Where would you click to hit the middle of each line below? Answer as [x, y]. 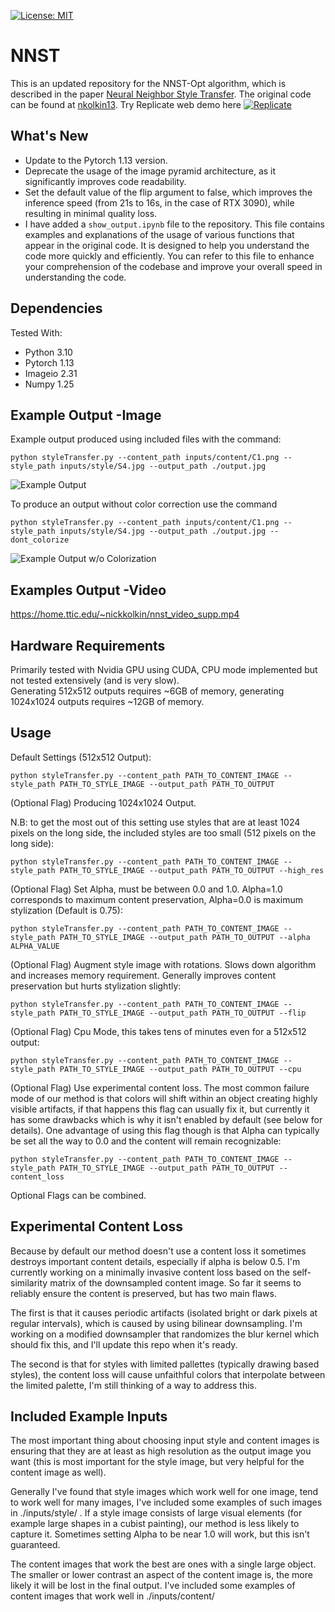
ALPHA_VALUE [35, 946]
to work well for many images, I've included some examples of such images [166, 1502]
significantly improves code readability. [105, 181]
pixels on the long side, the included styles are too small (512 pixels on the [163, 832]
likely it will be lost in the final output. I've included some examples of [153, 1586]
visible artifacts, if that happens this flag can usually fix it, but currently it [160, 1109]
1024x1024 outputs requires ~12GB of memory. [107, 701]
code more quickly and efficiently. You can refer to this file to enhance [169, 256]
